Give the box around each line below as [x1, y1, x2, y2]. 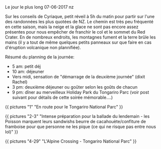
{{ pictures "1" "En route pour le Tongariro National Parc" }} [5, 104, 123, 110]
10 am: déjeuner [12, 69, 45, 74]
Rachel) [12, 79, 28, 85]
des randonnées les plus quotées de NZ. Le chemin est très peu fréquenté [5, 19, 154, 24]
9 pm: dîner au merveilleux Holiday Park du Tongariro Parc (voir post [12, 90, 149, 95]
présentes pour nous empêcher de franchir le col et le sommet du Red [5, 29, 145, 35]
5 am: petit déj [12, 63, 41, 69]
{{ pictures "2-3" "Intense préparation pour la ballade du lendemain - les [5, 113, 150, 119]
